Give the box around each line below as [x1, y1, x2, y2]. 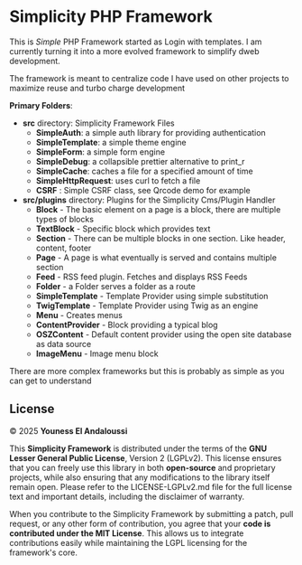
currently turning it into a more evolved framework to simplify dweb [9, 45, 260, 56]
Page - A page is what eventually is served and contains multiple [35, 251, 278, 263]
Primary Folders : [9, 99, 74, 110]
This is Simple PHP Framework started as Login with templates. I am [9, 36, 262, 47]
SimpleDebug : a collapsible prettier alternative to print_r [35, 155, 245, 166]
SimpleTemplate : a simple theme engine [35, 137, 187, 147]
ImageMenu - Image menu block [35, 348, 160, 359]
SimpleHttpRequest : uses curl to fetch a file [35, 174, 201, 186]
